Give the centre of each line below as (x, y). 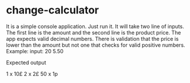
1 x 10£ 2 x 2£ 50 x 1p (32, 74)
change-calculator (52, 10)
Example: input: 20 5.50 (35, 51)
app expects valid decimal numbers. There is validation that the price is (92, 39)
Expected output (26, 63)
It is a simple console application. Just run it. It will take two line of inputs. (95, 26)
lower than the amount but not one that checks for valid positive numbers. (96, 45)
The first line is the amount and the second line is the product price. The (94, 32)
